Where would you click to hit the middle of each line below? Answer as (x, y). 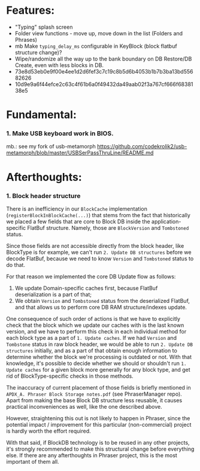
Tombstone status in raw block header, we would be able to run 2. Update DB (100, 344)
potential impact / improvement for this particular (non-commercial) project (99, 424)
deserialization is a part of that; (53, 294)
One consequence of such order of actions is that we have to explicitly (93, 318)
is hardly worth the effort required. (49, 431)
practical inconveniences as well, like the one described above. (84, 406)
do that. (16, 265)
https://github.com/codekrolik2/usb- (142, 147)
